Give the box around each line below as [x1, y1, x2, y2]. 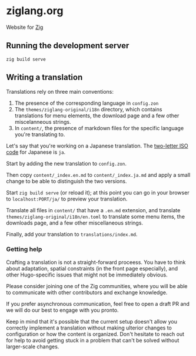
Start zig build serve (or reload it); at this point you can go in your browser [6, 189, 190, 196]
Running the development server [6, 41, 129, 51]
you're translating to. [14, 131, 65, 138]
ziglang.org [6, 4, 64, 18]
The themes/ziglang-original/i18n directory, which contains [14, 106, 162, 113]
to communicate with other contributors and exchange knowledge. [6, 289, 168, 296]
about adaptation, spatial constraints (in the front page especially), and [6, 265, 178, 272]
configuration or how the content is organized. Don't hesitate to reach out [6, 330, 184, 337]
